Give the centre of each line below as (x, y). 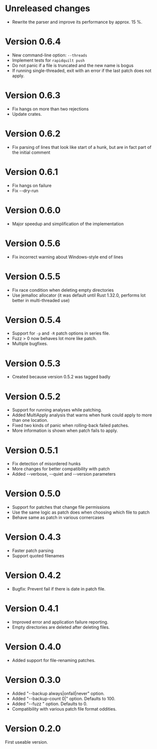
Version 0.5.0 (33, 494)
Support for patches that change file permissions (61, 507)
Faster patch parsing (33, 551)
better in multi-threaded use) (41, 300)
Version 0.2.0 (33, 729)
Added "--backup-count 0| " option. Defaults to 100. (63, 698)
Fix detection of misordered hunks (46, 464)
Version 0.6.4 (33, 42)
